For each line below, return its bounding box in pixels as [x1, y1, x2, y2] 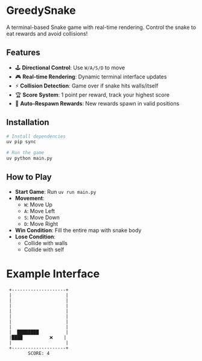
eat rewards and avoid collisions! [6, 30, 88, 37]
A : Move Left [24, 207, 55, 214]
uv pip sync [6, 139, 36, 145]
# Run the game [6, 150, 45, 156]
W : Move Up [24, 200, 53, 208]
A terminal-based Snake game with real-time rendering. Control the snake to [6, 24, 197, 31]
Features [6, 48, 40, 58]
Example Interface [6, 267, 100, 281]
